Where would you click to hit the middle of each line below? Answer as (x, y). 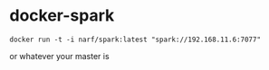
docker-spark (62, 16)
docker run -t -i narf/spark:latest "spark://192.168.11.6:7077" (135, 39)
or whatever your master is (60, 56)
